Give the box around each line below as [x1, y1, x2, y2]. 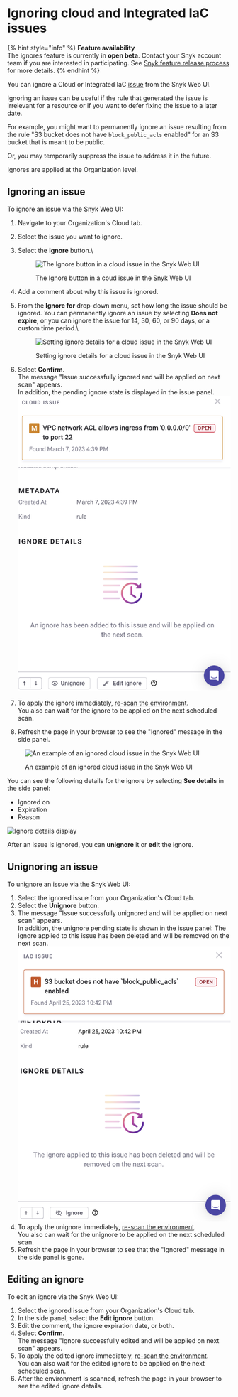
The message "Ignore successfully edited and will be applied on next [17, 1336, 220, 1344]
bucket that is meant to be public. [7, 137, 105, 146]
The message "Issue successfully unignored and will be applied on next [17, 908, 228, 917]
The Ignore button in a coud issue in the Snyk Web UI [35, 274, 191, 282]
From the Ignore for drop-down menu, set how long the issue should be [17, 301, 228, 310]
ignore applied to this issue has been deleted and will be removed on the [17, 931, 230, 939]
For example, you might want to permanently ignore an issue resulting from [7, 122, 227, 131]
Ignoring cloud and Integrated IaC [7, 5, 209, 21]
